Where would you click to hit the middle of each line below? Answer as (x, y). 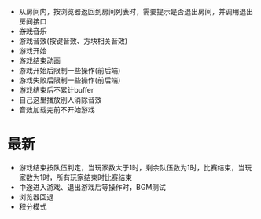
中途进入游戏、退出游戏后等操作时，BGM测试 (92, 187)
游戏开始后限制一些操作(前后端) (70, 70)
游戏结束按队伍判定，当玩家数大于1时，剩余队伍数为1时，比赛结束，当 (132, 167)
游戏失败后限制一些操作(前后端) (70, 80)
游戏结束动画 (39, 60)
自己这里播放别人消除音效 (60, 100)
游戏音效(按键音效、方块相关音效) (73, 41)
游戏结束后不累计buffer (56, 90)
